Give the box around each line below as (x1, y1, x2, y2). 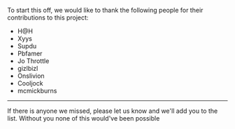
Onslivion (17, 72, 45, 80)
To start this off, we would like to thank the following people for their (7, 6, 204, 14)
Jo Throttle (17, 57, 50, 65)
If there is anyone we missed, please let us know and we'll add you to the (7, 107, 218, 115)
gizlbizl (17, 64, 38, 72)
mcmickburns (17, 87, 57, 95)
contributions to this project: (7, 13, 89, 22)
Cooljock (17, 79, 43, 87)
